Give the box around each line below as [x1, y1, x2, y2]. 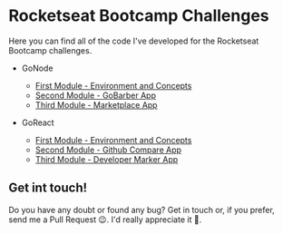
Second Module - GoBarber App [34, 90, 156, 101]
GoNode [21, 63, 54, 73]
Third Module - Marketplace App [34, 99, 158, 110]
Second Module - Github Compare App [34, 144, 182, 155]
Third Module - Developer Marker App [34, 153, 179, 164]
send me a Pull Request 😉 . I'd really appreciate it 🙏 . [8, 214, 202, 225]
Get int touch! [8, 180, 88, 196]
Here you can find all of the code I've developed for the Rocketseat [8, 35, 259, 46]
